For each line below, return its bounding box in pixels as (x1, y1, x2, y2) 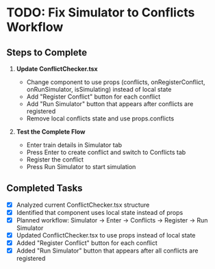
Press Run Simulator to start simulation (26, 163, 136, 170)
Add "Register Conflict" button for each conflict (26, 92, 161, 101)
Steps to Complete (6, 47, 88, 58)
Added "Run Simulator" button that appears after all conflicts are (16, 246, 199, 255)
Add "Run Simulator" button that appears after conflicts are (26, 100, 194, 107)
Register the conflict (26, 155, 84, 164)
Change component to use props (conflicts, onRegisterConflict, (26, 78, 205, 86)
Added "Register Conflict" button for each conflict (16, 239, 158, 247)
